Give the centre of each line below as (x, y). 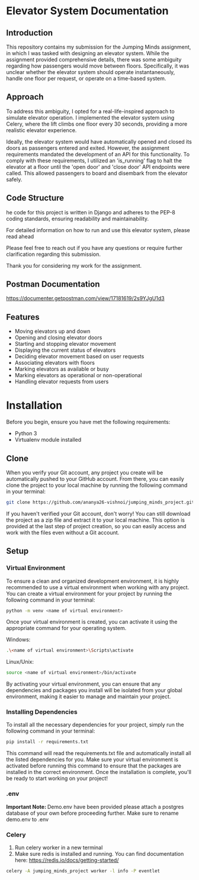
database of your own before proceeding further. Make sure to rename (92, 813)
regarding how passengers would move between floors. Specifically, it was (98, 66)
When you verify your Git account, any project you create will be (85, 473)
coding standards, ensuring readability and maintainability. (78, 219)
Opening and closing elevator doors (58, 338)
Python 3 (26, 433)
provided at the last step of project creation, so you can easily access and (96, 526)
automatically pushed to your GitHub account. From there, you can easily (95, 479)
